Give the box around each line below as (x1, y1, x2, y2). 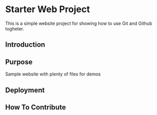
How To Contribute (5, 103, 66, 111)
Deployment (5, 86, 45, 94)
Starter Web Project (5, 4, 90, 15)
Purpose (5, 57, 33, 66)
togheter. (5, 25, 24, 31)
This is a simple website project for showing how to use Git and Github (5, 20, 152, 26)
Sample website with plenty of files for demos (5, 71, 101, 77)
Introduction (5, 41, 46, 49)
